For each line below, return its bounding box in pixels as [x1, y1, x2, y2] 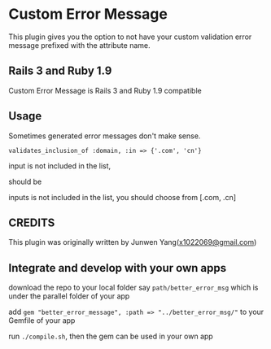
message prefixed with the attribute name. [8, 40, 151, 50]
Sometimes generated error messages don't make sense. [8, 131, 201, 141]
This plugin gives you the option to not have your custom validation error [8, 32, 252, 41]
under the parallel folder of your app [8, 291, 130, 301]
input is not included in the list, [8, 160, 111, 171]
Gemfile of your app [8, 316, 76, 325]
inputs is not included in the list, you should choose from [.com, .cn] [8, 192, 237, 202]
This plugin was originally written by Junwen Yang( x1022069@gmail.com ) [8, 238, 257, 247]
